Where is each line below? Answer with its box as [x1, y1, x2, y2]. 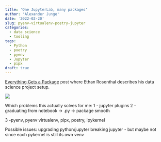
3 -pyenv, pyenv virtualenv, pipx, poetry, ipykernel [5, 117, 105, 123]
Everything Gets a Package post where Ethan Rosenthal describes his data [5, 79, 154, 85]
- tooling [9, 34, 29, 39]
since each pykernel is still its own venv [5, 132, 84, 137]
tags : [5, 39, 16, 44]
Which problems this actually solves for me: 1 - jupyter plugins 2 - [5, 103, 136, 108]
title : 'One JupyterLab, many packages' [5, 7, 88, 12]
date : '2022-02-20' [5, 16, 45, 21]
